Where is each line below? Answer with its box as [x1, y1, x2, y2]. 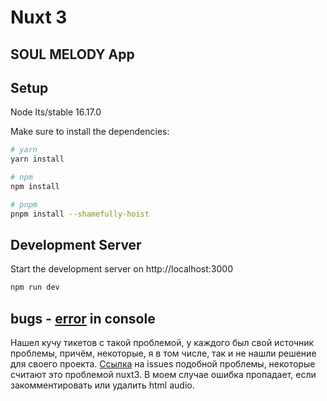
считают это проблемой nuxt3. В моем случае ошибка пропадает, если [10, 369, 317, 381]
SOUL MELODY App [10, 46, 135, 63]
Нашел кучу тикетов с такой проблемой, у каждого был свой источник [10, 337, 315, 349]
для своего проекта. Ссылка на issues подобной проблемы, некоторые [10, 358, 316, 370]
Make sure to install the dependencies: [10, 126, 170, 138]
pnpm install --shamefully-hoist [10, 209, 150, 219]
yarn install [10, 154, 65, 165]
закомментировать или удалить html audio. [10, 379, 195, 391]
